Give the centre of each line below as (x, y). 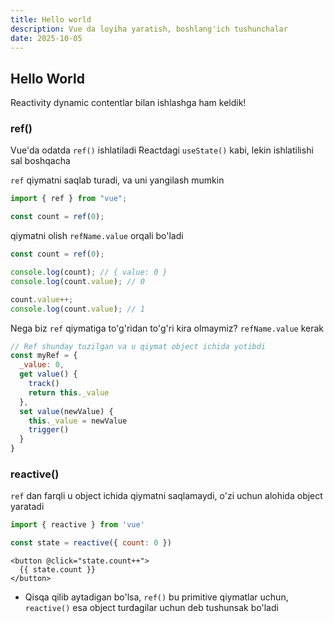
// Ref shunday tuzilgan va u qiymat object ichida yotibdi (138, 346)
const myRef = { (44, 356)
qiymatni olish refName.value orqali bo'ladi (97, 236)
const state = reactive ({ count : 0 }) (91, 543)
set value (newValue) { (66, 411)
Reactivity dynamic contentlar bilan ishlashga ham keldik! (128, 103)
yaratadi (27, 507)
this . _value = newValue (78, 421)
